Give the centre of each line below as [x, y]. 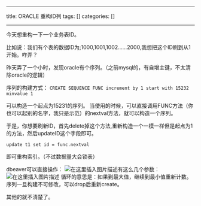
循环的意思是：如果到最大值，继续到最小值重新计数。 [126, 177]
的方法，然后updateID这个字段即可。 [51, 133]
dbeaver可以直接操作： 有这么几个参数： [83, 169]
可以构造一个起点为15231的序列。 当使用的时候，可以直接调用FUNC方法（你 [100, 106]
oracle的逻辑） [30, 75]
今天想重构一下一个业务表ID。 [43, 34]
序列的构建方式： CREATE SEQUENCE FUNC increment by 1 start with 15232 [98, 88]
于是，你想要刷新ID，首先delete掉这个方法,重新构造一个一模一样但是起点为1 [100, 126]
